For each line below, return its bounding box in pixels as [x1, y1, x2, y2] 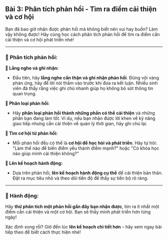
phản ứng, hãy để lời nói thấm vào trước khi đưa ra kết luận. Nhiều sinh [12, 80, 158, 86]
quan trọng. [12, 91, 36, 97]
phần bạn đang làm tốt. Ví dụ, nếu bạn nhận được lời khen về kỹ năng [12, 115, 156, 121]
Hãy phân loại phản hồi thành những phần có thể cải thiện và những [12, 110, 155, 116]
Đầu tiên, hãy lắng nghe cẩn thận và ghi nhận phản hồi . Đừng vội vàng [12, 75, 159, 81]
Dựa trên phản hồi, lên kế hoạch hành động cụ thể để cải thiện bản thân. [12, 170, 163, 176]
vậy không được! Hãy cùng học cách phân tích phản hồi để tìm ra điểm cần [5, 31, 160, 37]
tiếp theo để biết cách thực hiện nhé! [5, 229, 81, 235]
